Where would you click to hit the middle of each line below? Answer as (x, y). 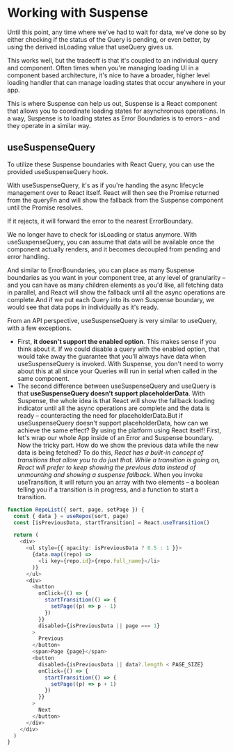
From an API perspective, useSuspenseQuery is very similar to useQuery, (112, 320)
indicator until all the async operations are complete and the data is (113, 408)
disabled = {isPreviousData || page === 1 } (99, 626)
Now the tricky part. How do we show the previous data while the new (118, 445)
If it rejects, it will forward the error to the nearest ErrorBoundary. (100, 221)
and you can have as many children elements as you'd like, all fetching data (115, 285)
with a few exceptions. (39, 328)
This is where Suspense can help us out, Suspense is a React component (112, 103)
